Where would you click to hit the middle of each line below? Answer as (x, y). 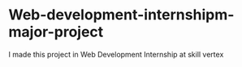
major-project (56, 32)
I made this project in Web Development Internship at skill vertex (116, 54)
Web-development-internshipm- (121, 15)
